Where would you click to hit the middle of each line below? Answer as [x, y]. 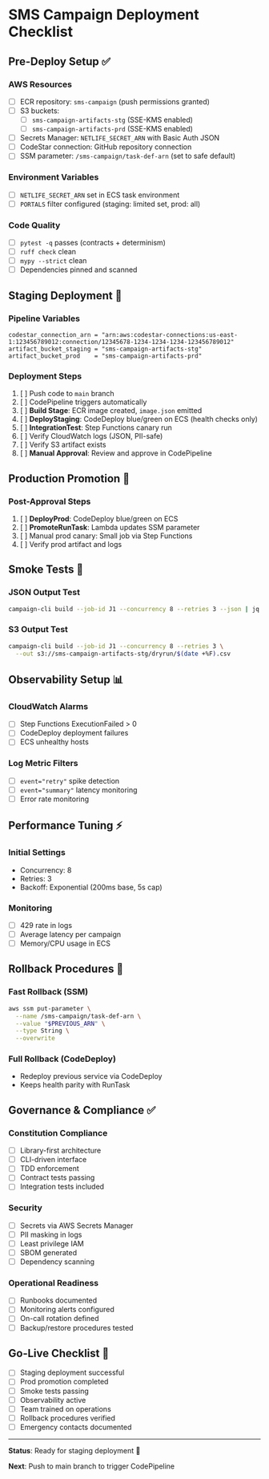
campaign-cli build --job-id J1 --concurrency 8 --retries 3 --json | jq [134, 609]
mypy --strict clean [53, 261]
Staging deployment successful [72, 1372]
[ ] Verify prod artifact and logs [71, 544]
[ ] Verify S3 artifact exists [63, 445]
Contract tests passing [57, 1177]
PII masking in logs [51, 1234]
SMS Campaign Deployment [104, 15]
